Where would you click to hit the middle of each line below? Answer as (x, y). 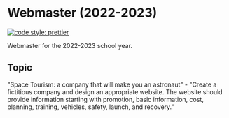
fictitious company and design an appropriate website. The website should (115, 91)
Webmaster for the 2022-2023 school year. (70, 45)
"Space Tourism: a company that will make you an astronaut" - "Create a (112, 84)
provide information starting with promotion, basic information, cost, (106, 99)
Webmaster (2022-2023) (82, 13)
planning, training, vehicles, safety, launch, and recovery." (91, 107)
